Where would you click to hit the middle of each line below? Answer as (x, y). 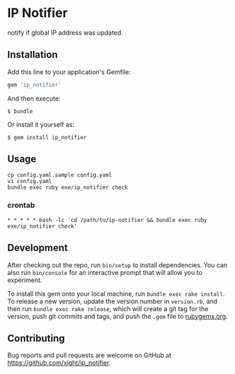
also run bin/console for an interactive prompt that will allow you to (105, 272)
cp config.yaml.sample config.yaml (60, 175)
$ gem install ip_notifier (47, 137)
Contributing (36, 338)
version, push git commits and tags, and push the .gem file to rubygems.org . (118, 316)
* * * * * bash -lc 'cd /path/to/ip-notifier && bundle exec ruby (107, 220)
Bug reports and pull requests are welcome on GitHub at (90, 356)
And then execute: (34, 98)
